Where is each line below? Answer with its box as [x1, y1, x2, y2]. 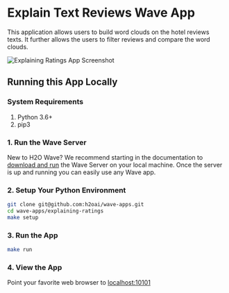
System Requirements [7, 97, 84, 107]
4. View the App [7, 262, 62, 272]
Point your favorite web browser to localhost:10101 [7, 278, 151, 287]
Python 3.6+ [17, 112, 53, 121]
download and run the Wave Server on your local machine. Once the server [7, 160, 223, 169]
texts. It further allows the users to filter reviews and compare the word [7, 35, 210, 43]
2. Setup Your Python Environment [7, 185, 126, 195]
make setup [7, 214, 39, 221]
